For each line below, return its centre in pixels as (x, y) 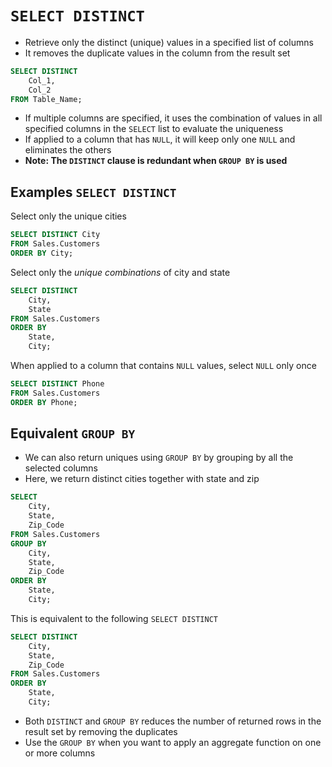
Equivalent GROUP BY (73, 433)
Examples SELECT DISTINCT (93, 192)
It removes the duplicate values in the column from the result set (157, 53)
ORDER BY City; (42, 253)
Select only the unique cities (68, 216)
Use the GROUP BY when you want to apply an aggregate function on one (173, 742)
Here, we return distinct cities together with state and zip (142, 479)
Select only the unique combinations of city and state (120, 272)
